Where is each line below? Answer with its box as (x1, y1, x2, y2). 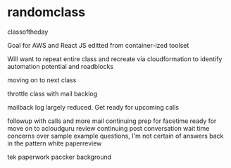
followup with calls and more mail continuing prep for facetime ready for (7, 117, 217, 125)
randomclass (7, 4, 86, 20)
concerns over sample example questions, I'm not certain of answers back (7, 131, 224, 140)
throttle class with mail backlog (7, 89, 98, 98)
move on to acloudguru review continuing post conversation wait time (7, 124, 210, 132)
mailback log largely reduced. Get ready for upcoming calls (7, 103, 180, 111)
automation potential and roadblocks (7, 62, 114, 70)
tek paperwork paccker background (7, 153, 112, 161)
